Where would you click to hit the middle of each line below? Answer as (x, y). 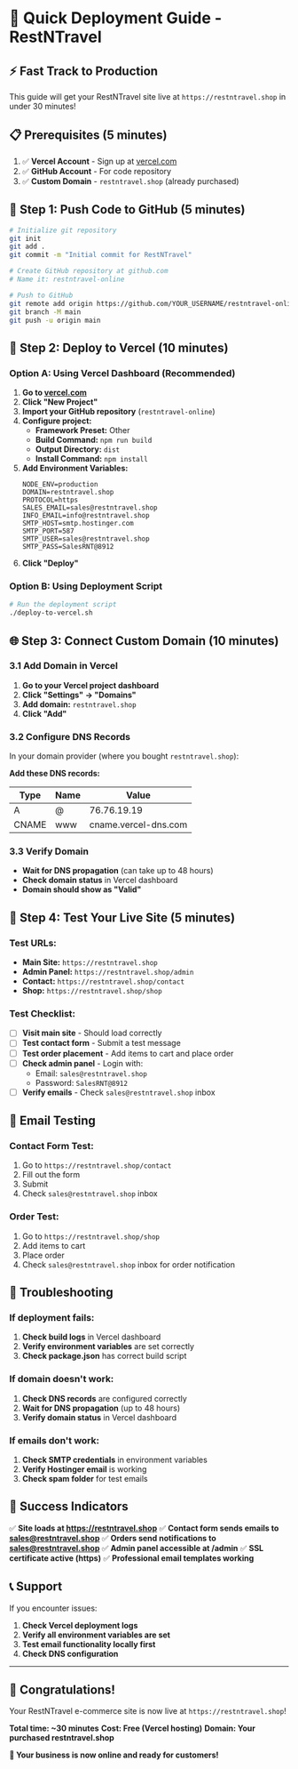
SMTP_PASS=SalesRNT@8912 (68, 547)
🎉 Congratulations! (62, 1689)
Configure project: (57, 421)
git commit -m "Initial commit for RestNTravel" (101, 255)
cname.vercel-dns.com (138, 824)
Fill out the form (51, 1175)
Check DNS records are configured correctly (105, 1398)
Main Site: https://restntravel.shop (90, 962)
